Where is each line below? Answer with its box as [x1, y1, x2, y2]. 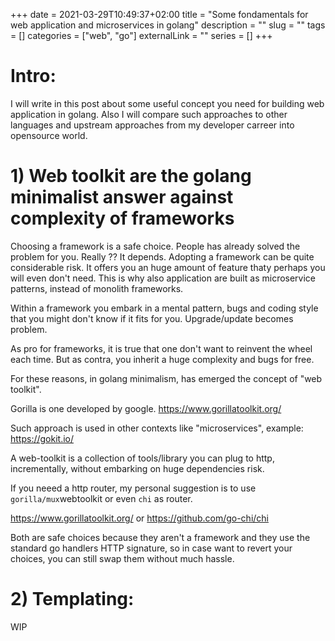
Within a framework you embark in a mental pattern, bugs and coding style [10, 302, 319, 314]
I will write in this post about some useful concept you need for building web [10, 97, 325, 109]
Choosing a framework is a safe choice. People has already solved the [10, 240, 301, 252]
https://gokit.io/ [10, 432, 75, 444]
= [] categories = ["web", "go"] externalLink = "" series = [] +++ [10, 30, 273, 41]
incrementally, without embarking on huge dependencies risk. [10, 462, 265, 474]
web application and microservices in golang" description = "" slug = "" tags [10, 19, 326, 31]
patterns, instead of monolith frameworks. [10, 282, 184, 294]
